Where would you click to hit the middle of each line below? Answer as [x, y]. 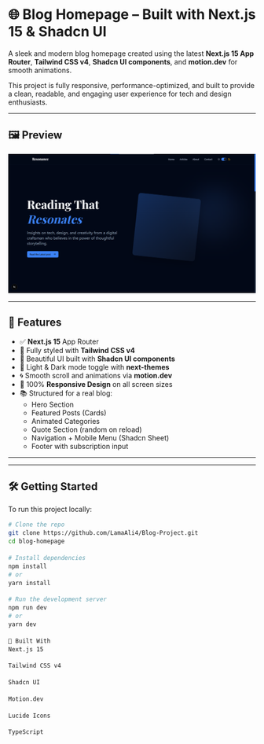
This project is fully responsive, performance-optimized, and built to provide [132, 85]
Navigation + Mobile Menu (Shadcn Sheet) [100, 437]
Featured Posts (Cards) [69, 413]
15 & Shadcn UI [58, 32]
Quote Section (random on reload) [87, 429]
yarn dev [22, 624]
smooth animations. [40, 70]
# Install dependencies [47, 558]
